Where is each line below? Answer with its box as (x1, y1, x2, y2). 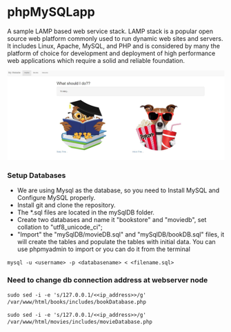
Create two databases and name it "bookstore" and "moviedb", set (17, 216, 207, 224)
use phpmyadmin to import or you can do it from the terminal (17, 245, 191, 253)
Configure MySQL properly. (17, 194, 96, 202)
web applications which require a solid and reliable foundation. (7, 56, 185, 64)
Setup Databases (7, 170, 66, 180)
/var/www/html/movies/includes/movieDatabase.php (7, 319, 153, 326)
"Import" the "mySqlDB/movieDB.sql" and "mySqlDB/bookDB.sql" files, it (17, 230, 225, 239)
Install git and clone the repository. (17, 201, 116, 210)
